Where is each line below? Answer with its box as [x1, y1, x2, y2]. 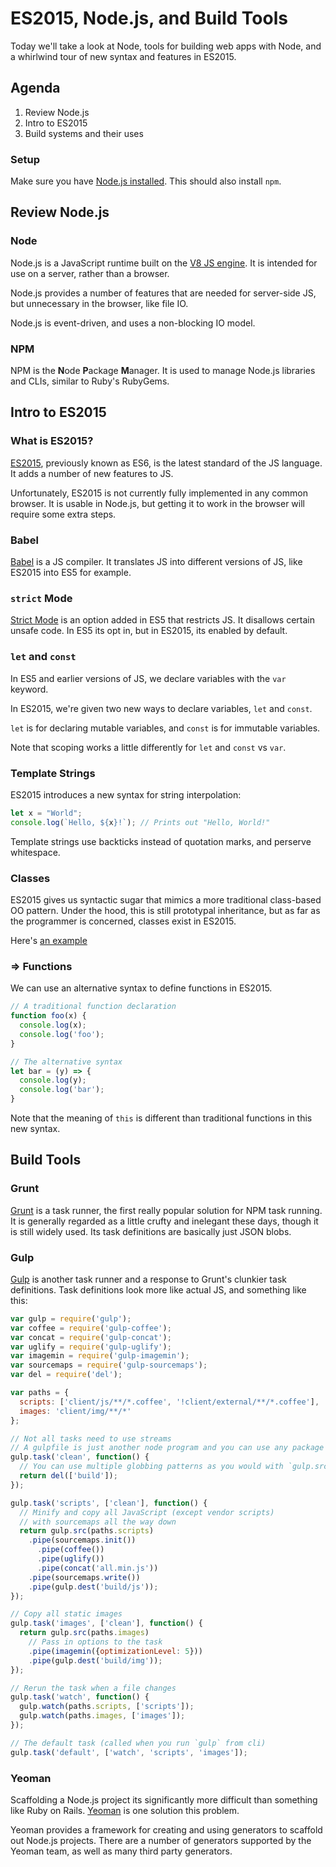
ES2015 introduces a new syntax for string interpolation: [10, 788, 242, 801]
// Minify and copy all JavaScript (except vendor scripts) [19, 1507, 275, 1517]
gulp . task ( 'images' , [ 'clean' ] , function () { [10, 1618, 203, 1629]
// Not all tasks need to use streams [10, 1433, 172, 1444]
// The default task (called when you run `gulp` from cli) [10, 1738, 267, 1748]
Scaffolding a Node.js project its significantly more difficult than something [10, 1794, 318, 1806]
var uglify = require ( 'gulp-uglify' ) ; [10, 1342, 172, 1352]
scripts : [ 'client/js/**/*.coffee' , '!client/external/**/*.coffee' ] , [19, 1397, 320, 1407]
